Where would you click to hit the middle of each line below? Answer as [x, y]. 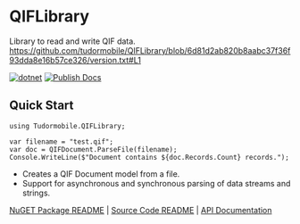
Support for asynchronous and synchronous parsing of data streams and [156, 183]
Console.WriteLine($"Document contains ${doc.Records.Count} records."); [150, 157]
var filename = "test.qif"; [62, 141]
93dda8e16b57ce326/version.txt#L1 [75, 60]
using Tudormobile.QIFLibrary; [67, 126]
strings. [36, 193]
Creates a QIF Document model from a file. [101, 174]
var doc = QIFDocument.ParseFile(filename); [93, 149]
